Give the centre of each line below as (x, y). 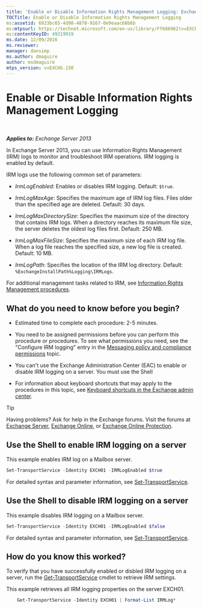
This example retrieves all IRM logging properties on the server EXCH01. (96, 589)
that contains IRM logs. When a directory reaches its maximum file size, (103, 223)
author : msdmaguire (31, 62)
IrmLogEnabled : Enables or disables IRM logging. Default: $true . (94, 187)
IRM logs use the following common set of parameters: (74, 175)
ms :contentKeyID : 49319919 (40, 34)
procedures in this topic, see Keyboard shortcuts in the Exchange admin (104, 390)
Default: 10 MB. (34, 253)
